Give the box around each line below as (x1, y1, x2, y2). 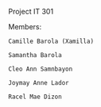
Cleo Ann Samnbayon (8, 65, 73, 73)
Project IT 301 (8, 7, 54, 16)
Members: (8, 22, 42, 31)
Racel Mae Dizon (8, 93, 62, 101)
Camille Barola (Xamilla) (8, 37, 94, 45)
